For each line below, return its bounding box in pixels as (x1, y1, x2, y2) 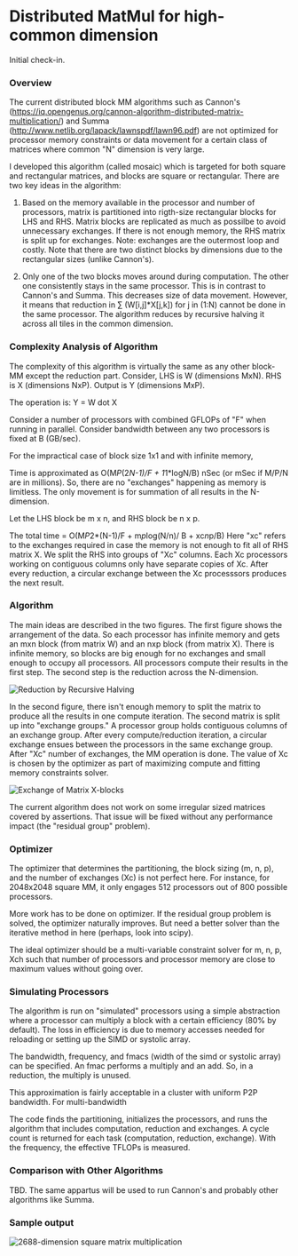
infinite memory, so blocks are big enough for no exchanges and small (9, 648, 266, 658)
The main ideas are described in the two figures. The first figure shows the (9, 619, 282, 630)
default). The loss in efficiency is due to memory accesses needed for (9, 1024, 265, 1036)
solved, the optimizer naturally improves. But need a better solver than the (9, 918, 280, 929)
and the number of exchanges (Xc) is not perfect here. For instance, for (9, 872, 271, 883)
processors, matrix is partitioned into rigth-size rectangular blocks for (21, 207, 277, 218)
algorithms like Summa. (9, 1194, 95, 1204)
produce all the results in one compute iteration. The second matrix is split (9, 711, 281, 721)
